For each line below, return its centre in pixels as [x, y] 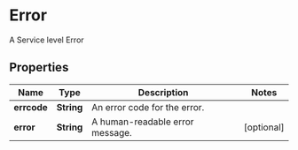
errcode [31, 107]
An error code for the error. [148, 107]
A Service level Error [47, 40]
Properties [39, 67]
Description [163, 92]
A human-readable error [143, 122]
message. [112, 132]
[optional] [264, 127]
